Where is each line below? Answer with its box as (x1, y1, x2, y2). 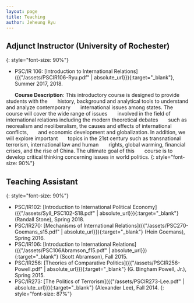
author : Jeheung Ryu (6, 19, 57, 25)
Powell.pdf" (14, 266, 43, 272)
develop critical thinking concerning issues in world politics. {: (6, 154, 155, 161)
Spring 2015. (14, 272, 45, 278)
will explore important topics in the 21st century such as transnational (6, 135, 181, 142)
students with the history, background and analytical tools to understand (6, 97, 189, 105)
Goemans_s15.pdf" (14, 228, 60, 235)
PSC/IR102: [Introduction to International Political (14, 204, 132, 210)
